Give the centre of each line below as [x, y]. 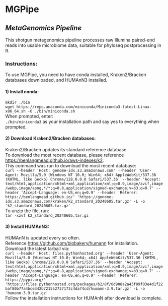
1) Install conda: [22, 91]
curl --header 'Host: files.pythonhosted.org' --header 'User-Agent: [80, 253]
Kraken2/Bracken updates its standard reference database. [67, 149]
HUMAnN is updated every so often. [43, 237]
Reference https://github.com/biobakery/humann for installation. [72, 243]
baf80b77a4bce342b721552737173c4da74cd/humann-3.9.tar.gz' [68, 288]
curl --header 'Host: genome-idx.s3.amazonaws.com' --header [71, 170]
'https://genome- [95, 197]
